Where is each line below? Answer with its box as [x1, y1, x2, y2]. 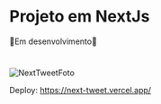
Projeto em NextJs [9, 6, 150, 27]
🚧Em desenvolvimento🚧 [9, 36, 97, 47]
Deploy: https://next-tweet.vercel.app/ [9, 85, 151, 96]
